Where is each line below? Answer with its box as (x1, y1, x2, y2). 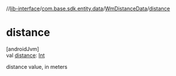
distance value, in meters (6, 63, 68, 70)
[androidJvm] (6, 45, 40, 52)
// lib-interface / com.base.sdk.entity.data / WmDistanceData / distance (6, 5, 170, 12)
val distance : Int (6, 52, 45, 59)
